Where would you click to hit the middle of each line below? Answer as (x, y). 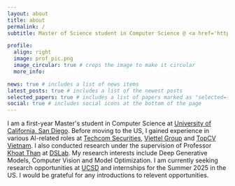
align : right (33, 52)
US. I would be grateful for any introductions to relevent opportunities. (108, 176)
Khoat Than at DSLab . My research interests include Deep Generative (107, 153)
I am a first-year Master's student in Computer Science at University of (109, 123)
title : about (26, 20)
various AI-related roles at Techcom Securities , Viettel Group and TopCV (112, 138)
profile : (20, 46)
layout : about (28, 14)
